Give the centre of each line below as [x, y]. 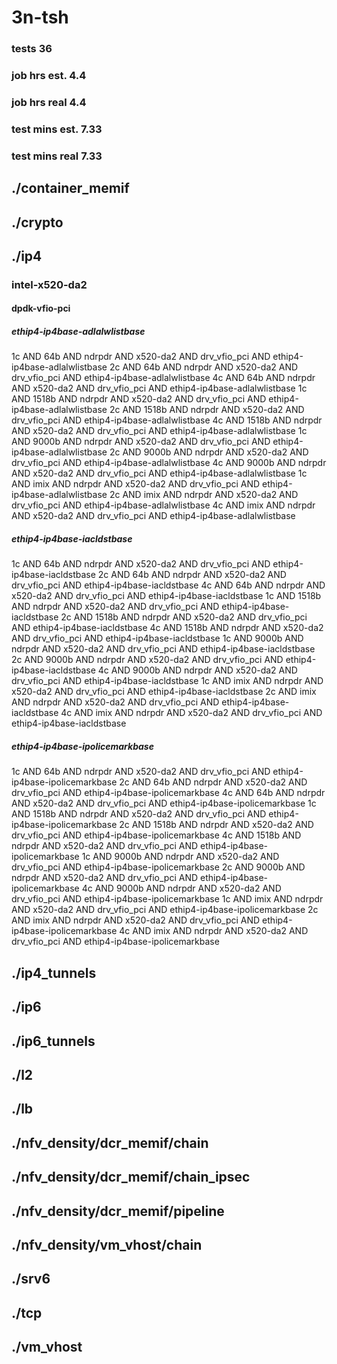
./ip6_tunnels [53, 1041]
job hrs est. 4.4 [49, 76]
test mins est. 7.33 [57, 129]
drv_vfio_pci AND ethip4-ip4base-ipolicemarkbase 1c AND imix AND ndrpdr [167, 899]
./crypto [37, 222]
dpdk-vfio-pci [41, 308]
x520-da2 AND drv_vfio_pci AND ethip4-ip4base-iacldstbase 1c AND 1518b [166, 596]
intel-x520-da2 [49, 284]
